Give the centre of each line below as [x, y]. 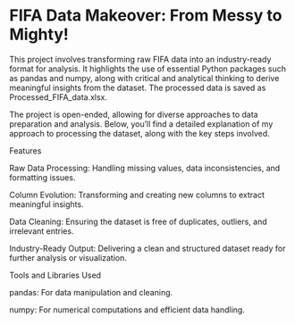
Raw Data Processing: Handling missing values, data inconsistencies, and [145, 168]
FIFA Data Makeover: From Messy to [146, 16]
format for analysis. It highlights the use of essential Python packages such [147, 69]
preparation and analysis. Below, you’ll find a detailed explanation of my [141, 124]
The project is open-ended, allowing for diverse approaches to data [134, 114]
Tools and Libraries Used [55, 275]
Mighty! [39, 34]
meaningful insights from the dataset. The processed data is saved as [138, 87]
